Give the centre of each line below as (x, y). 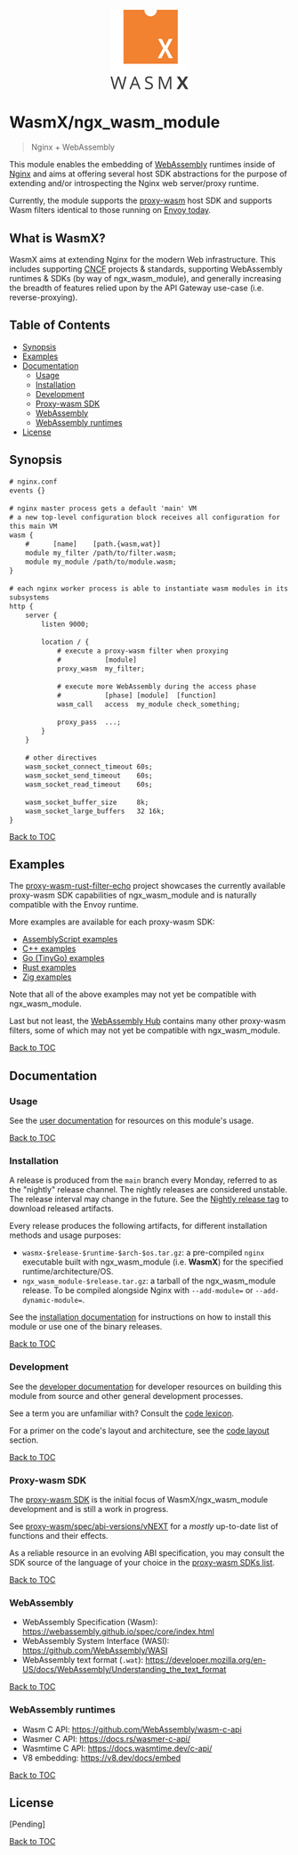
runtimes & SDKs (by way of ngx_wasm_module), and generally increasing (145, 278)
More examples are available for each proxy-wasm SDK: (112, 922)
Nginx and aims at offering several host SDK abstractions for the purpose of (148, 174)
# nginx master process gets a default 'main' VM (103, 508)
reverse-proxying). (44, 297)
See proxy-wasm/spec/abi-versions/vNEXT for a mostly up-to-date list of (144, 1526)
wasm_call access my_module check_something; (149, 704)
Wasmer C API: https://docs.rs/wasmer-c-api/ (106, 1738)
